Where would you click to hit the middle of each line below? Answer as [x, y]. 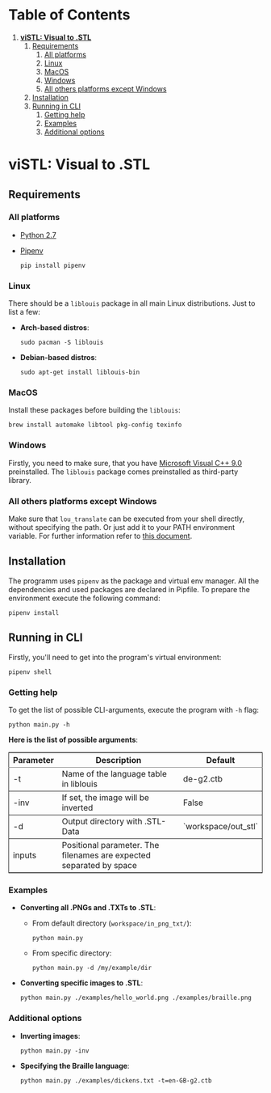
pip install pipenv [53, 265]
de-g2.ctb [203, 778]
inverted [77, 807]
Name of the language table [115, 773]
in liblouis [80, 784]
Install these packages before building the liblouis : [95, 410]
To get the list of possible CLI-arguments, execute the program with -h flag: [134, 710]
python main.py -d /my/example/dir [92, 968]
